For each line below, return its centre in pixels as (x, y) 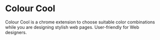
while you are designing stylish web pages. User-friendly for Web (72, 27)
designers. (16, 32)
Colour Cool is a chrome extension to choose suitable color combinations (80, 22)
